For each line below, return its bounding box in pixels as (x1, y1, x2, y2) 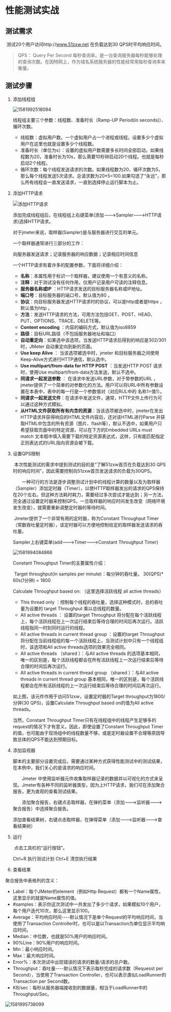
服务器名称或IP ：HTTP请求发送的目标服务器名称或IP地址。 (20, 285, 145, 291)
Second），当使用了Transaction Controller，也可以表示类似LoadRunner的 (12, 971, 166, 978)
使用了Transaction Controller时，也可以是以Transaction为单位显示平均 (12, 920, 161, 926)
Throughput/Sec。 (12, 991, 52, 997)
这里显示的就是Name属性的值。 (12, 894, 79, 901)
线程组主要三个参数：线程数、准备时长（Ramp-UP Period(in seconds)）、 (12, 116, 166, 123)
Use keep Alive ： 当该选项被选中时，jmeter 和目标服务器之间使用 (20, 349, 160, 356)
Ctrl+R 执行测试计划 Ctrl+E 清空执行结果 (12, 855, 97, 862)
